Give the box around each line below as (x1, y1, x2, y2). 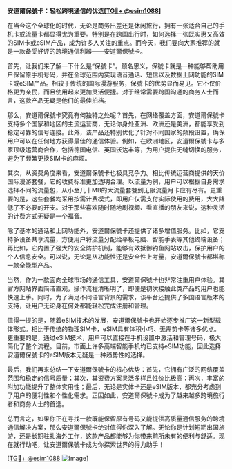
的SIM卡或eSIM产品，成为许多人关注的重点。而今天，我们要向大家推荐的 (7, 39, 214, 47)
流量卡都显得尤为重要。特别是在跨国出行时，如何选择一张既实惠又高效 (25, 30, 225, 38)
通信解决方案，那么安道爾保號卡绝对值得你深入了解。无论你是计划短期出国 (7, 423, 219, 431)
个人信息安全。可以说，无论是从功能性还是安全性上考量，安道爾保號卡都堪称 (7, 252, 225, 261)
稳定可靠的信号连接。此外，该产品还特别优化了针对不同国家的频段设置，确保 (7, 128, 225, 137)
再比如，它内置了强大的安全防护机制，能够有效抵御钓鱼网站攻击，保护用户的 (7, 244, 225, 252)
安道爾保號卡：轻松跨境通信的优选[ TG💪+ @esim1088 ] (7, 7, 162, 14)
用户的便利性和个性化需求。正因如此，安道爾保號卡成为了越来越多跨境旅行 (12, 391, 225, 399)
